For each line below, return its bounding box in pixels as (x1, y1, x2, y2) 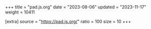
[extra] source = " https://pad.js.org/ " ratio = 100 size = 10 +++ (5, 19, 131, 24)
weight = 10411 (5, 9, 35, 15)
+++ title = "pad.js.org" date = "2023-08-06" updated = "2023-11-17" (5, 4, 147, 10)
